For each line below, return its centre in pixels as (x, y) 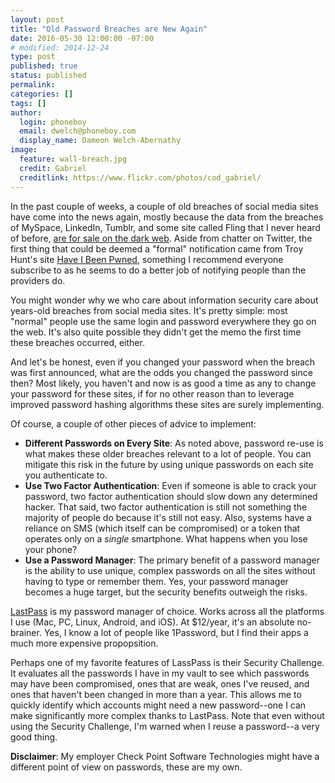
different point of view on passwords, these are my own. (126, 767)
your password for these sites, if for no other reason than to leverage (152, 393)
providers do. (38, 280)
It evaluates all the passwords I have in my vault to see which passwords (160, 673)
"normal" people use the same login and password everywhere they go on (163, 321)
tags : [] (28, 103)
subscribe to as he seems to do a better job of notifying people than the (158, 270)
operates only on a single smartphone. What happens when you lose (166, 538)
